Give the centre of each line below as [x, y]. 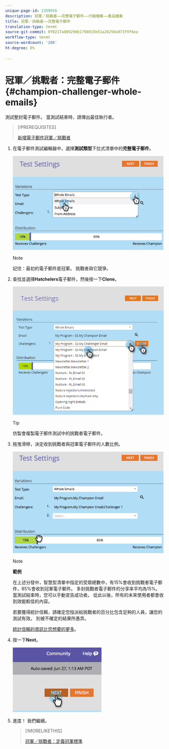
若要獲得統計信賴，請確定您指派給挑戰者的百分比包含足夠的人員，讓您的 [87, 612]
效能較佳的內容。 [35, 601]
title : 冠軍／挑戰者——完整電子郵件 [38, 21]
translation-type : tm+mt [31, 27]
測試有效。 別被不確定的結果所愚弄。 [51, 618]
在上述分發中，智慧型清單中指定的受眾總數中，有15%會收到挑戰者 [81, 582]
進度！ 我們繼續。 [31, 721]
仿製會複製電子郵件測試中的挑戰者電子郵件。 [59, 433]
